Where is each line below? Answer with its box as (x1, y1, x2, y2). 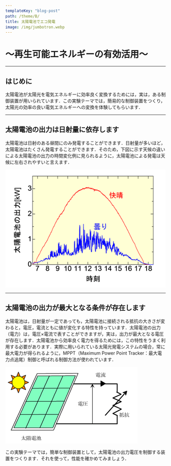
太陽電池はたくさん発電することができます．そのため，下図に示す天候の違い (5, 146, 165, 152)
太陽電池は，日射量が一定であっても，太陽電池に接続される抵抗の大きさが (5, 318, 161, 324)
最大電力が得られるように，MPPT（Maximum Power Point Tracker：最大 (5, 350, 158, 356)
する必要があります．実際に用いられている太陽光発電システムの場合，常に (9, 343, 165, 349)
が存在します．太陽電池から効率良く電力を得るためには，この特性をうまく (5, 337, 161, 343)
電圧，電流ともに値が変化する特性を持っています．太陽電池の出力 (22, 324, 161, 331)
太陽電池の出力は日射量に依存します (5, 125, 119, 134)
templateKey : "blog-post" (5, 8, 60, 13)
